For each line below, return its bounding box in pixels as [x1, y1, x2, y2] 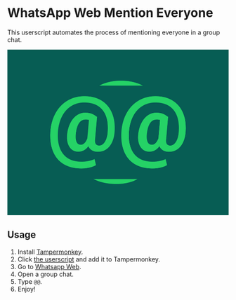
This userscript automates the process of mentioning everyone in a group [7, 28, 221, 36]
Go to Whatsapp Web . [17, 262, 81, 271]
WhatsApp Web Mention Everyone [7, 5, 214, 21]
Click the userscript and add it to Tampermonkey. [17, 254, 160, 264]
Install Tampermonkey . [17, 247, 84, 256]
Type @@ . [17, 277, 42, 285]
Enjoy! [17, 285, 36, 293]
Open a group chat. [17, 270, 74, 278]
